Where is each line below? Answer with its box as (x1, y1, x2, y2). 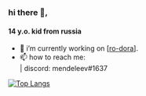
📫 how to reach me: (19, 52, 86, 62)
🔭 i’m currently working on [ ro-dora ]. (19, 44, 139, 53)
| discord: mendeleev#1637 (19, 64, 108, 73)
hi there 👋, (8, 7, 49, 18)
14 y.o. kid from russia (8, 27, 82, 36)
